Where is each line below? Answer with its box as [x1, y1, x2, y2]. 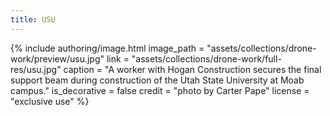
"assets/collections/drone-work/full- [131, 52, 282, 65]
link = [106, 52, 130, 65]
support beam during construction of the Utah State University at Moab [10, 74, 305, 86]
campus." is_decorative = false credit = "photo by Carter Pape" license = [10, 84, 310, 96]
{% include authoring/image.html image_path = [10, 42, 205, 54]
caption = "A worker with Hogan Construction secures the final [63, 63, 322, 75]
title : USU [10, 14, 56, 25]
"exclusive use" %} [10, 95, 90, 107]
